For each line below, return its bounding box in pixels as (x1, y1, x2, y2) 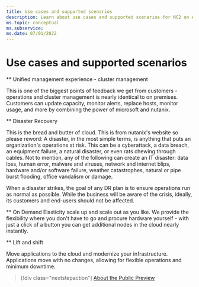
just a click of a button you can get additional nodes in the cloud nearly (6, 221, 179, 228)
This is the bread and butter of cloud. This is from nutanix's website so (6, 129, 179, 136)
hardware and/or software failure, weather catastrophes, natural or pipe (6, 167, 181, 174)
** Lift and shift (6, 239, 43, 246)
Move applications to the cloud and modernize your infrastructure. (6, 250, 168, 257)
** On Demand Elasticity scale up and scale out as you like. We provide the (6, 208, 190, 216)
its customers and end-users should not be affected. (6, 197, 134, 204)
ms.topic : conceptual (6, 20, 60, 25)
